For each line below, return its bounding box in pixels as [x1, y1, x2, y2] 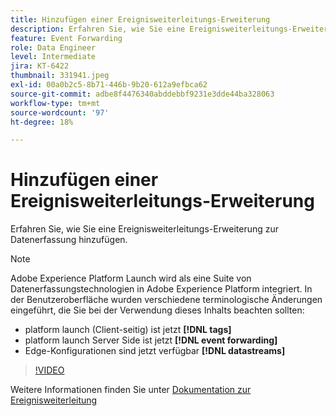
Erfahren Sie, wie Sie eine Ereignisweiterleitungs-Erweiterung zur [10, 223, 280, 235]
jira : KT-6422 [10, 61, 70, 71]
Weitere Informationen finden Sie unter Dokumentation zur [10, 384, 252, 396]
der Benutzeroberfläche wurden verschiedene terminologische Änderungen [10, 294, 323, 306]
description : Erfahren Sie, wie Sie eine [10, 24, 186, 34]
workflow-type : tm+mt [10, 98, 101, 108]
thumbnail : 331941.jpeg [10, 71, 110, 81]
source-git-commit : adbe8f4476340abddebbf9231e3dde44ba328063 [10, 89, 275, 99]
